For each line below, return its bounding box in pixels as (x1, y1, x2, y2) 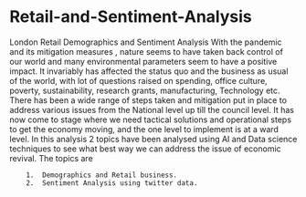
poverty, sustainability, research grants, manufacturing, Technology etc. (9, 85, 280, 96)
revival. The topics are (9, 152, 93, 163)
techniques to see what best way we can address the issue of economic (9, 143, 281, 154)
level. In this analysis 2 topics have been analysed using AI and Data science (9, 133, 298, 144)
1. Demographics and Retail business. (26, 171, 178, 180)
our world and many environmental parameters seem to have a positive (9, 56, 278, 67)
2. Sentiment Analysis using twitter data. (26, 178, 198, 188)
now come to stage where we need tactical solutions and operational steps (9, 114, 292, 125)
